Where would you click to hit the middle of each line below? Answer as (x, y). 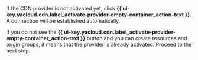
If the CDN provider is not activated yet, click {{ (64, 8)
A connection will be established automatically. (63, 21)
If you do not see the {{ (35, 32)
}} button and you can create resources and (134, 38)
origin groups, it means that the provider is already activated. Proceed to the (99, 44)
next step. (18, 51)
